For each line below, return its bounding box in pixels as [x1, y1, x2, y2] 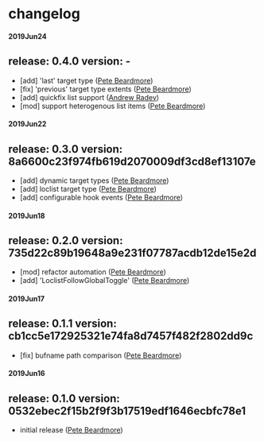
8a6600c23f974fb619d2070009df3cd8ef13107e [8, 154, 256, 168]
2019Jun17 [8, 294, 45, 303]
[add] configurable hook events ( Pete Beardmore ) [19, 192, 184, 202]
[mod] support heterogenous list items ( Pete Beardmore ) [19, 101, 206, 111]
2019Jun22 [8, 119, 47, 129]
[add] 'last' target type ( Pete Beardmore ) [19, 76, 153, 85]
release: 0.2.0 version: [8, 234, 123, 247]
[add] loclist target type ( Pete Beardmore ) [19, 184, 157, 193]
